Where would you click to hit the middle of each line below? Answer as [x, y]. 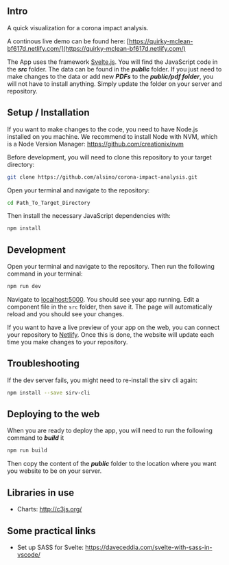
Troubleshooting [44, 364]
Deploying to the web [53, 414]
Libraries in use [40, 492]
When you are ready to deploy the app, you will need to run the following [110, 431]
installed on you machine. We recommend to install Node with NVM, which [112, 136]
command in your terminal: [45, 274]
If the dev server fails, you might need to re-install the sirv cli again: [102, 380]
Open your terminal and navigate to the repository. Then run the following [111, 267]
